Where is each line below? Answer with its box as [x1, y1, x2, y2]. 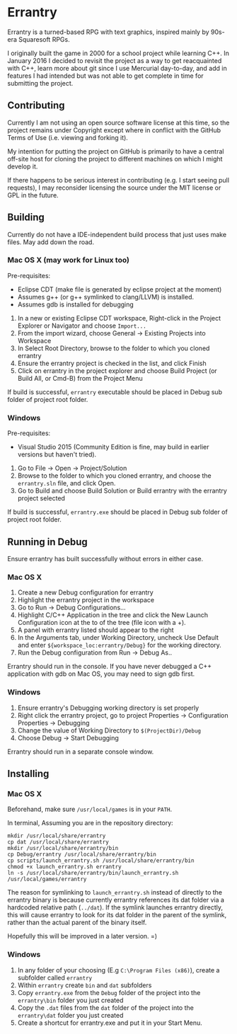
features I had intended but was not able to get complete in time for [7, 71, 204, 80]
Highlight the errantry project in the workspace [17, 596, 155, 604]
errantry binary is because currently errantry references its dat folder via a [7, 896, 225, 904]
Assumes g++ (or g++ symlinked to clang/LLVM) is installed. [17, 292, 195, 301]
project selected [17, 494, 66, 502]
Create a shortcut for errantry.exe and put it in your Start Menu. [17, 1018, 203, 1027]
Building [7, 212, 45, 224]
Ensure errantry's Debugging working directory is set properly [17, 703, 200, 712]
